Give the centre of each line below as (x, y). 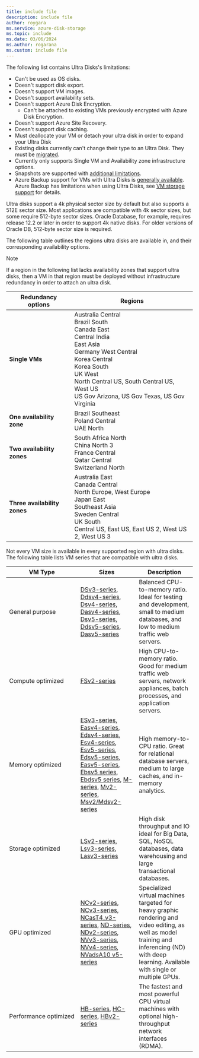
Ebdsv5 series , (101, 780)
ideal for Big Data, (163, 834)
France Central (95, 452)
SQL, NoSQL (156, 841)
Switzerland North (99, 467)
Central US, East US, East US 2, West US (131, 529)
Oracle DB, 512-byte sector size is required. (59, 229)
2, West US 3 (93, 536)
